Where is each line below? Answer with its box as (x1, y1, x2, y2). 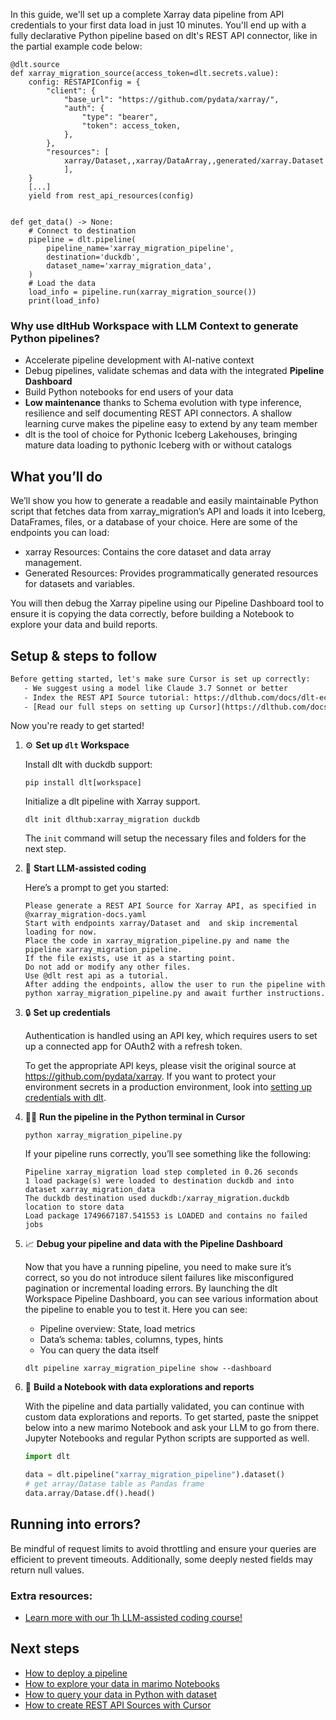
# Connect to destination (28, 226, 137, 236)
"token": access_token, (81, 121, 182, 131)
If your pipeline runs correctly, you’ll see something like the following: (24, 1148, 312, 1160)
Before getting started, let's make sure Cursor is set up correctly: (10, 674, 311, 684)
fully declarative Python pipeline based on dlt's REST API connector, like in (10, 30, 318, 41)
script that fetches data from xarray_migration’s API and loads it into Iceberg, (10, 505, 326, 518)
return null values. (10, 1564, 85, 1576)
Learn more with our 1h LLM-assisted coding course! (24, 1612, 243, 1624)
